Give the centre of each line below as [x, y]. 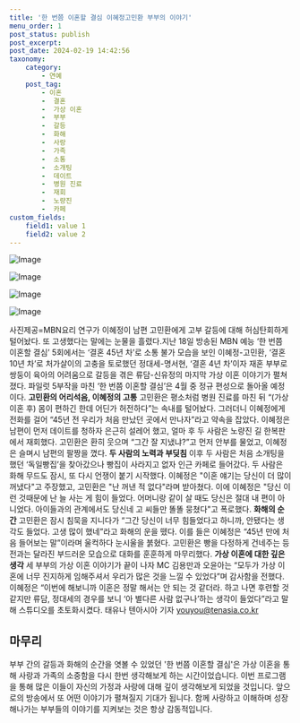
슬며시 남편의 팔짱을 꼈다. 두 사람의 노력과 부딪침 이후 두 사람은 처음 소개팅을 [151, 453]
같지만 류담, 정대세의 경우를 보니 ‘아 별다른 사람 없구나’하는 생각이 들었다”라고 [144, 599]
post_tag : [44, 84]
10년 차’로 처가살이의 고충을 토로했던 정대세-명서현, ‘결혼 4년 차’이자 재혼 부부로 [149, 364]
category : [44, 68]
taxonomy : [28, 59]
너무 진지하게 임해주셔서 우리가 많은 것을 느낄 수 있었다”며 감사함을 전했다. [155, 577]
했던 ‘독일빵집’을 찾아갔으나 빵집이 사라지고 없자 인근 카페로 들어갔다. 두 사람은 [146, 465]
